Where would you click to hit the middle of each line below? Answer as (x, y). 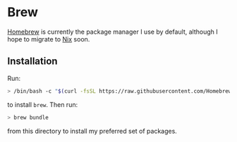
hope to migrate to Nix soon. (49, 39)
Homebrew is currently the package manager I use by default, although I (113, 32)
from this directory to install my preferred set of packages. (92, 131)
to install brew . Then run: (43, 104)
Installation (32, 62)
